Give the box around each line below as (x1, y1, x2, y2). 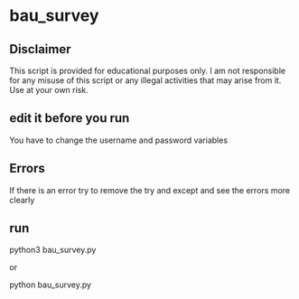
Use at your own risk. (9, 85, 89, 95)
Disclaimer (9, 42, 71, 57)
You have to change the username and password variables (9, 135, 229, 145)
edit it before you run (9, 110, 130, 126)
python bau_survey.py (9, 279, 92, 290)
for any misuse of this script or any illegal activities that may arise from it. (9, 75, 282, 86)
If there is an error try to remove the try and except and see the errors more (9, 184, 291, 195)
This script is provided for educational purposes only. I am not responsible (9, 65, 286, 76)
